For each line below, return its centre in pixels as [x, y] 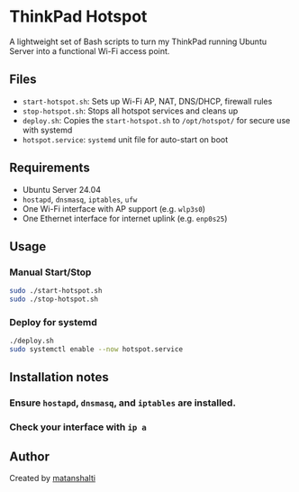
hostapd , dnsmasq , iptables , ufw [80, 199]
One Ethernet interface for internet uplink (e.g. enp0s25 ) [125, 218]
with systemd [47, 130]
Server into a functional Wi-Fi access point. [90, 50]
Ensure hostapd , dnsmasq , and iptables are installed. [123, 403]
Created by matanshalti [53, 478]
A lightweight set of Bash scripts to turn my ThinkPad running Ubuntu [138, 41]
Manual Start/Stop [50, 272]
